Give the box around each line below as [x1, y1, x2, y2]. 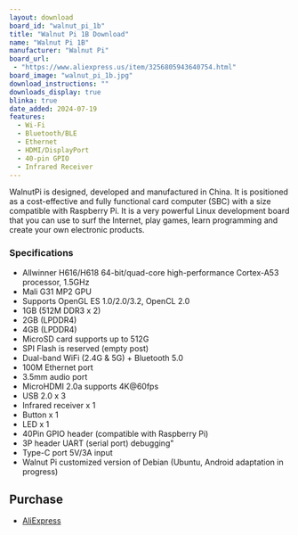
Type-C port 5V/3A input [21, 447, 113, 457]
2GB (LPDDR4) [21, 314, 77, 325]
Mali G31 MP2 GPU [21, 286, 92, 297]
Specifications [9, 247, 74, 259]
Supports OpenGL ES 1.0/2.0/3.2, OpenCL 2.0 [21, 295, 190, 306]
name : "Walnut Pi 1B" [9, 37, 90, 47]
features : [9, 112, 46, 121]
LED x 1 [21, 418, 50, 429]
